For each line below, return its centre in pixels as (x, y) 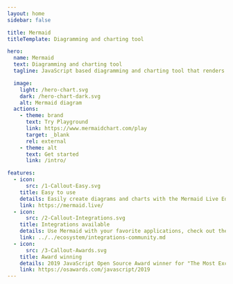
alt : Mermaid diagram (51, 103)
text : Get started (52, 154)
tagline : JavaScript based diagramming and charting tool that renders (119, 71)
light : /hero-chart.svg (54, 90)
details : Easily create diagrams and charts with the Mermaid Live (119, 199)
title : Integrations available (65, 225)
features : (21, 173)
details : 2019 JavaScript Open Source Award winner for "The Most (118, 263)
